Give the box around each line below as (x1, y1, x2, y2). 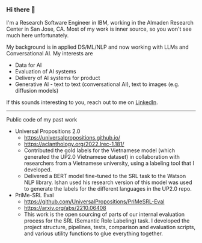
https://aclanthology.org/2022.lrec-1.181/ (23, 141, 124, 148)
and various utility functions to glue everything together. (23, 230, 164, 237)
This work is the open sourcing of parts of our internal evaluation (23, 211, 185, 218)
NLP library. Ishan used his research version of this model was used (23, 179, 192, 186)
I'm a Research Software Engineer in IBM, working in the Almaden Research (6, 19, 194, 26)
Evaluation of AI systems (14, 68, 76, 75)
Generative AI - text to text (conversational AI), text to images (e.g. (14, 81, 180, 88)
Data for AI (14, 61, 42, 69)
